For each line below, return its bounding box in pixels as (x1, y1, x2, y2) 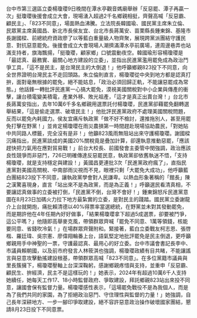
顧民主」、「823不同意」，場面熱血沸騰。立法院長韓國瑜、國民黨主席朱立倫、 (6, 20, 188, 26)
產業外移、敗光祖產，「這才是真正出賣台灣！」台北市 (62, 93, 189, 100)
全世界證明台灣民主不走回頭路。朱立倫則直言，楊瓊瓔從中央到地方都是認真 (6, 71, 186, 78)
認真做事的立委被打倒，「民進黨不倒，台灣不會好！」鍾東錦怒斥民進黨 (16, 188, 184, 195)
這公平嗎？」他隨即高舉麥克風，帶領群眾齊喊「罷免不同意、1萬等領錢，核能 (6, 218, 188, 225)
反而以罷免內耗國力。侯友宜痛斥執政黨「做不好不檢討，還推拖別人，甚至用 (6, 115, 186, 122)
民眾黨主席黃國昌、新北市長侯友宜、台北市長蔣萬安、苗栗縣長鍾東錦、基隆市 (6, 27, 191, 34)
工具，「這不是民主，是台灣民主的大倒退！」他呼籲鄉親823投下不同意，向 (11, 64, 188, 70)
